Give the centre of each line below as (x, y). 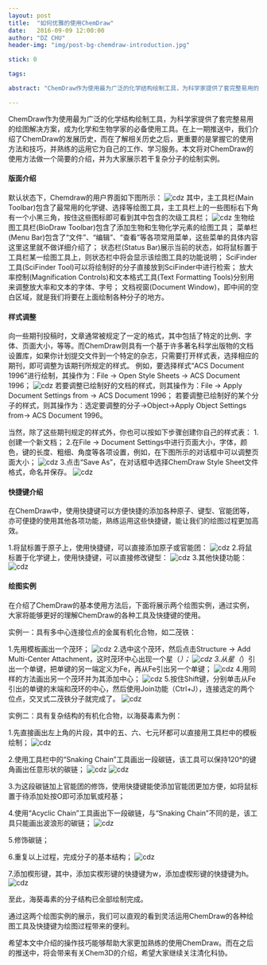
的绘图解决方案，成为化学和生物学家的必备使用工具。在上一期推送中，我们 (130, 129)
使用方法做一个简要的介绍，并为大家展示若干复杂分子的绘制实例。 (116, 158)
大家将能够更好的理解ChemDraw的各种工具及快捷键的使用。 (106, 615)
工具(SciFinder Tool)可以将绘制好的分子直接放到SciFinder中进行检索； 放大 (131, 267)
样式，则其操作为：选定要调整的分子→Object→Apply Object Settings (134, 406)
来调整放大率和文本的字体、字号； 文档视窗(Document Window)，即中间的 (130, 286)
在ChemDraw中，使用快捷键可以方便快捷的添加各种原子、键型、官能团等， (131, 511)
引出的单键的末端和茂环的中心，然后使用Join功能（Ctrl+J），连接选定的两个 (132, 688)
